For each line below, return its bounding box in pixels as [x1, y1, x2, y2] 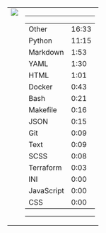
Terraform [28, 163, 62, 173]
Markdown [28, 48, 64, 57]
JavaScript [28, 186, 65, 195]
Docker [28, 82, 53, 92]
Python [28, 36, 53, 45]
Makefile [28, 105, 58, 114]
